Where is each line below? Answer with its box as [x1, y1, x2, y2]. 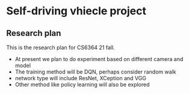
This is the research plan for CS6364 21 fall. [6, 44, 116, 51]
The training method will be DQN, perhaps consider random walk [14, 68, 176, 75]
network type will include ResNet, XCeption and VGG [14, 75, 146, 81]
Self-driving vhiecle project [6, 4, 146, 18]
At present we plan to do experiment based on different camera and [14, 56, 184, 62]
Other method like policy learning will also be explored [14, 81, 150, 88]
